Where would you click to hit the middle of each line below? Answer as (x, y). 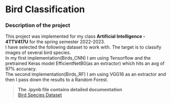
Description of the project (38, 25)
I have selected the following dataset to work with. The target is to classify (83, 47)
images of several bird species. (38, 53)
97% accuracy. (21, 69)
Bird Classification (45, 9)
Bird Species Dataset (40, 95)
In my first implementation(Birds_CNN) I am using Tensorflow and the (78, 58)
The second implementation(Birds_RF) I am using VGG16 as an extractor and (86, 74)
